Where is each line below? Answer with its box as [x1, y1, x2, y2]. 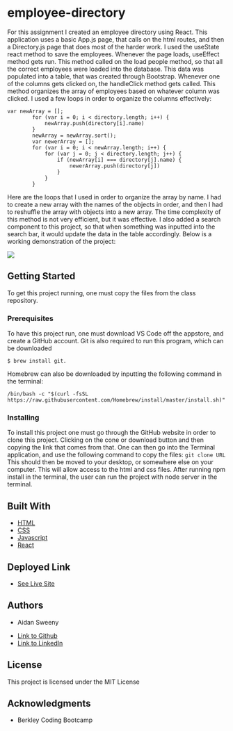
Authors [7, 600, 44, 611]
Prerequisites [7, 313, 54, 323]
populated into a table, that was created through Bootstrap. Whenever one [7, 72, 220, 81]
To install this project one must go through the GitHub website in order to [7, 429, 216, 437]
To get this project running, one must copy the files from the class [7, 288, 196, 297]
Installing [7, 412, 40, 422]
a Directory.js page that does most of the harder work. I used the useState [7, 42, 220, 51]
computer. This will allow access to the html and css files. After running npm [7, 466, 226, 474]
